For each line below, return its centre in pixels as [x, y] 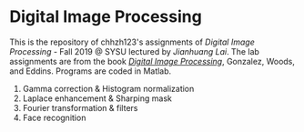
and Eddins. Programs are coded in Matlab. [91, 71]
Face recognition [54, 117]
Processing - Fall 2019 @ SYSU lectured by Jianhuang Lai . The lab [134, 51]
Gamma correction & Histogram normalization [108, 88]
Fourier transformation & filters [80, 107]
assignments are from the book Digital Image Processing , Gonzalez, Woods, [152, 61]
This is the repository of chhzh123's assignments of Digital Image [132, 42]
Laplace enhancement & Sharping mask [97, 98]
